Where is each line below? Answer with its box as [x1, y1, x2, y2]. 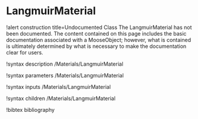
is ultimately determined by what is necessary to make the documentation [6, 43, 187, 50]
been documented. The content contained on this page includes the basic [6, 30, 187, 37]
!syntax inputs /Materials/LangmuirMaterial [6, 83, 111, 90]
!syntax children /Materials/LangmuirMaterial [6, 95, 116, 102]
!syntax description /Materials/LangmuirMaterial [6, 60, 123, 67]
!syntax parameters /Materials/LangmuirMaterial [6, 72, 124, 79]
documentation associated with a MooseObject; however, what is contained [6, 36, 191, 43]
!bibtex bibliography [6, 106, 55, 113]
